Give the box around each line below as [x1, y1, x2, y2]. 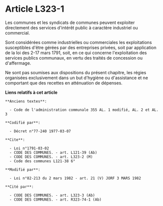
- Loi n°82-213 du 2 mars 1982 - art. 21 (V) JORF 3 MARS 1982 [9, 176, 141, 181]
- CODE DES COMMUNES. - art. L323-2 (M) [9, 154, 93, 159]
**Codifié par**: [5, 120, 41, 125]
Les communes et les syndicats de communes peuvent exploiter [5, 20, 135, 25]
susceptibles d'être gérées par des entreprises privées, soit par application [5, 44, 157, 50]
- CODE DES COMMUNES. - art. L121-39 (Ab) [9, 150, 97, 155]
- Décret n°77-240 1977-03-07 [9, 128, 71, 134]
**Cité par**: [5, 184, 34, 189]
